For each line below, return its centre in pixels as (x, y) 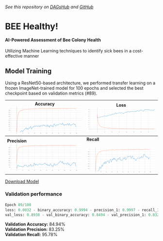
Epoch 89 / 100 (18, 205)
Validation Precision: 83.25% (35, 229)
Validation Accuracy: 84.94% (35, 224)
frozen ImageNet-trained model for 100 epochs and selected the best (74, 88)
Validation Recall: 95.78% (31, 235)
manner (31, 56)
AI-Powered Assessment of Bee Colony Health (53, 40)
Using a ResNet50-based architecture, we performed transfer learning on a (80, 83)
